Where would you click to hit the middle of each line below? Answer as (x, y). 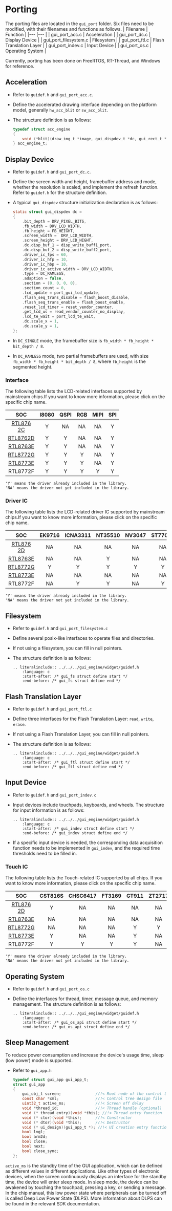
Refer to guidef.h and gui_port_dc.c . (52, 172)
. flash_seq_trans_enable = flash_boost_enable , (74, 302)
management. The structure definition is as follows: (67, 1004)
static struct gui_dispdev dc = (47, 212)
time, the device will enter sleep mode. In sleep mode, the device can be (82, 1182)
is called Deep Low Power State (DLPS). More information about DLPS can (84, 1198)
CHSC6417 (82, 896)
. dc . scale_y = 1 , (41, 326)
